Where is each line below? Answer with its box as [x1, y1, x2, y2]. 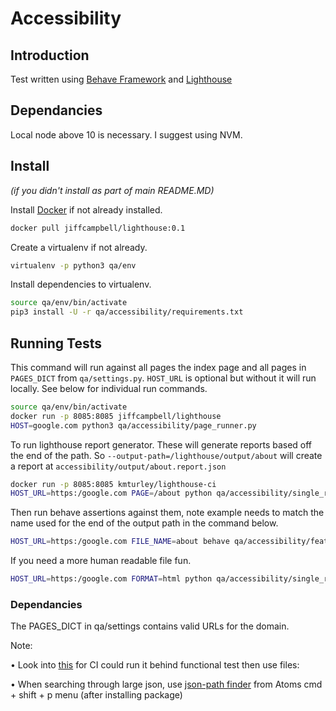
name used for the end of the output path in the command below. [10, 517, 279, 529]
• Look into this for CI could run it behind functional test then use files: [10, 659, 300, 671]
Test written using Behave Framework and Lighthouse [10, 73, 233, 85]
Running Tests [10, 335, 102, 352]
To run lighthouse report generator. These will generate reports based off [10, 438, 313, 451]
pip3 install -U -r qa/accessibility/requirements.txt [10, 307, 244, 317]
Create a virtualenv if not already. [10, 241, 148, 253]
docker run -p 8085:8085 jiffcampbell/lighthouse [10, 411, 222, 421]
